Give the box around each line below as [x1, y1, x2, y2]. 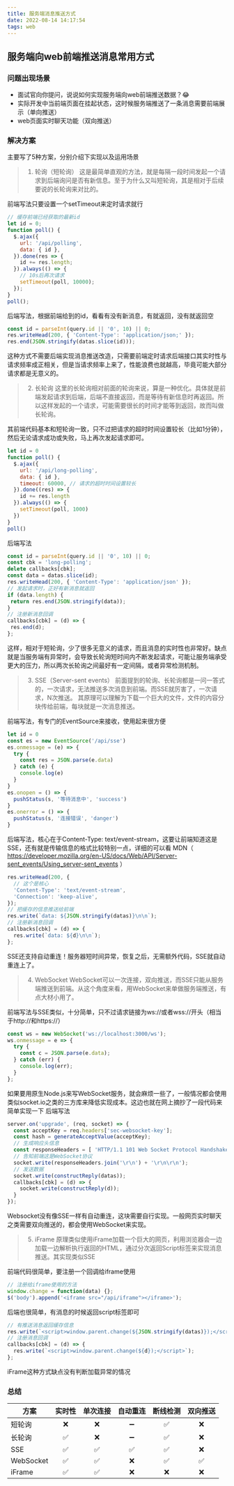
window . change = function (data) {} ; [7, 1287, 114, 1294]
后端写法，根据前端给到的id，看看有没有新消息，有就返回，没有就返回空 [7, 311, 214, 320]
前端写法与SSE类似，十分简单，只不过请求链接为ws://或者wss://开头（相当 [7, 1007, 221, 1016]
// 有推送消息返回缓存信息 [7, 1322, 75, 1329]
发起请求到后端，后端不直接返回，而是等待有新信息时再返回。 [40, 393, 218, 401]
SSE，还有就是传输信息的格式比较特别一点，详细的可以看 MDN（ [7, 844, 194, 852]
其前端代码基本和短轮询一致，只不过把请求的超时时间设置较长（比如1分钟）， [7, 425, 226, 433]
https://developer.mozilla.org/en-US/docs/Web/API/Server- [7, 851, 178, 860]
